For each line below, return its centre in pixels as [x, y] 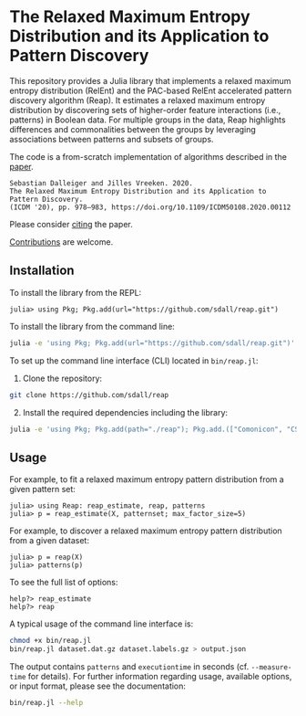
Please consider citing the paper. [71, 224]
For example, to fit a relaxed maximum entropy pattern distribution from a [147, 479]
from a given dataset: [49, 541]
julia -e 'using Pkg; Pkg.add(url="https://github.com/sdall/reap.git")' [153, 343]
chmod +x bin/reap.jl [51, 641]
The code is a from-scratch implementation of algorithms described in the [148, 156]
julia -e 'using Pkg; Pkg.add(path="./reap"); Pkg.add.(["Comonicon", [146, 429]
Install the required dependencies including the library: [125, 412]
